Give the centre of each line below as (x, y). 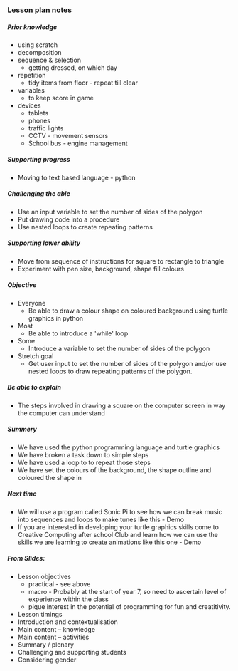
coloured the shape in (49, 477)
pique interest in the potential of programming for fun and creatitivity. (129, 606)
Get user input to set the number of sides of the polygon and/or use (127, 363)
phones (39, 120)
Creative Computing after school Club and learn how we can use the (118, 534)
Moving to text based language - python (76, 177)
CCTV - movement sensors (68, 135)
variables (31, 90)
